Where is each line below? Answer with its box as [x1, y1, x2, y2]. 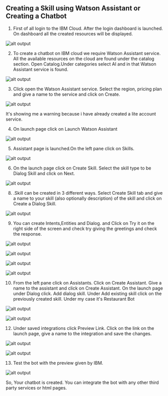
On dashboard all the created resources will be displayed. [13, 30, 133, 37]
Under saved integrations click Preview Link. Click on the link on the [13, 325, 154, 331]
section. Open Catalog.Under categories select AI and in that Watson [13, 61, 157, 67]
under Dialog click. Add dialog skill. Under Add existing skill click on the [13, 290, 162, 297]
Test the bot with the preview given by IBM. [13, 360, 103, 366]
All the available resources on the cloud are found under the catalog [13, 55, 154, 62]
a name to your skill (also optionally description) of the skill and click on [13, 195, 162, 201]
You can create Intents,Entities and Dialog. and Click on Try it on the [13, 220, 154, 226]
